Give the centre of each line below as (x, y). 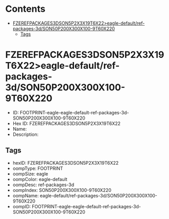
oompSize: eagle (30, 174)
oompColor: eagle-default (40, 179)
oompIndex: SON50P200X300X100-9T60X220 (62, 190)
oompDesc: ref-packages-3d (43, 185)
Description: (26, 134)
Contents (26, 9)
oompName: (26, 195)
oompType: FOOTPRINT (38, 168)
